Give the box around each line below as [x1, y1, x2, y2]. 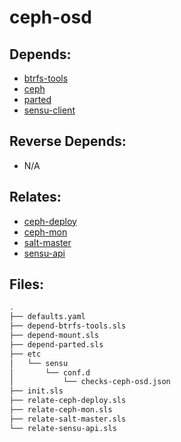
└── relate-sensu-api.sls [9, 423, 117, 433]
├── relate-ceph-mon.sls [9, 405, 113, 415]
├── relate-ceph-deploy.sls [9, 396, 127, 406]
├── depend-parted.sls [9, 339, 104, 350]
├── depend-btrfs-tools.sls [9, 321, 127, 331]
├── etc [9, 349, 42, 359]
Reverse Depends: [9, 133, 127, 150]
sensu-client [23, 104, 76, 116]
